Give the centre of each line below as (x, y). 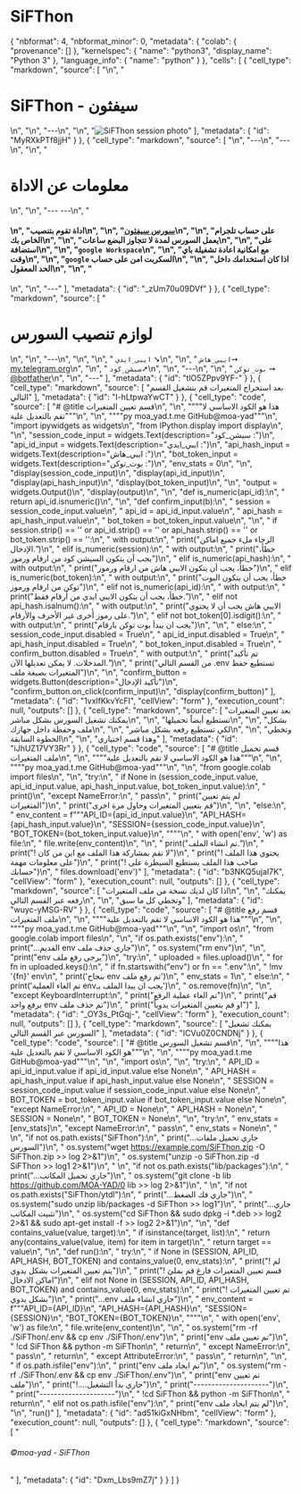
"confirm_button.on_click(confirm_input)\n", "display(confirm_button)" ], (143, 691)
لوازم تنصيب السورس (81, 335)
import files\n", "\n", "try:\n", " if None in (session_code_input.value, (134, 776)
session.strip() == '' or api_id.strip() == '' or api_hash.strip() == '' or (134, 530)
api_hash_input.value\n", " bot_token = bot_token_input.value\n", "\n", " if (144, 520)
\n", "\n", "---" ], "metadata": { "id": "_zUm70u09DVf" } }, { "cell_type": (140, 289)
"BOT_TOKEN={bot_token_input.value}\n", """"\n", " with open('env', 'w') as (149, 834)
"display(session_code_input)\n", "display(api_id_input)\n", (118, 473)
